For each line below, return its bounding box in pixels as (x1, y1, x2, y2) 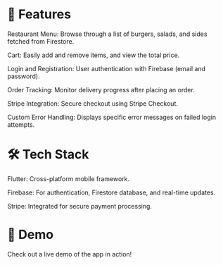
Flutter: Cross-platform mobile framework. (7, 174, 130, 183)
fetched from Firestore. (7, 37, 75, 45)
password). (7, 72, 40, 80)
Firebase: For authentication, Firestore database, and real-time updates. (7, 188, 216, 197)
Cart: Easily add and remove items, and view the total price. (7, 51, 180, 59)
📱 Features (7, 6, 72, 23)
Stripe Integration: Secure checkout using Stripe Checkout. (7, 99, 178, 108)
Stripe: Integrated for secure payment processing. (7, 202, 153, 210)
